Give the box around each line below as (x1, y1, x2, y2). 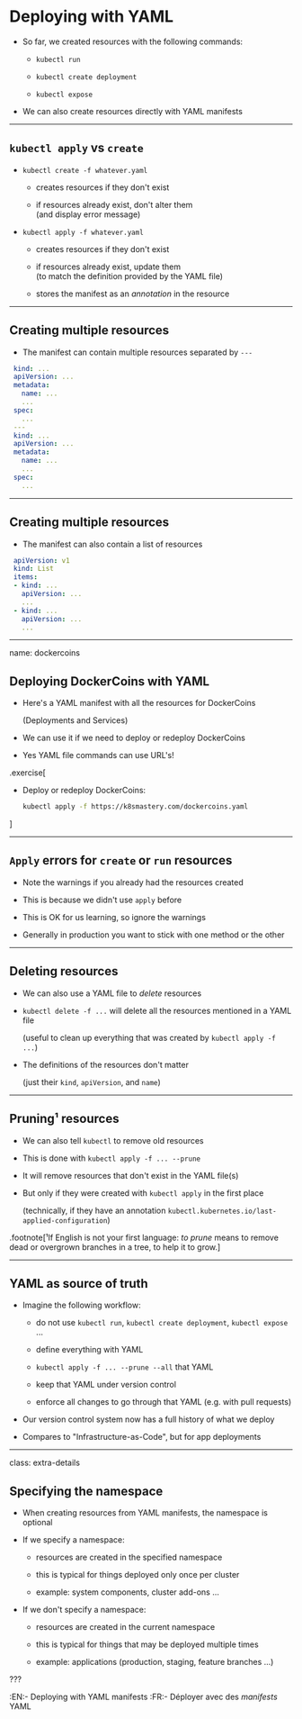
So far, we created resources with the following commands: (22, 36, 244, 47)
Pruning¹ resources (9, 1111, 120, 1126)
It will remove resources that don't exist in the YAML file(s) (22, 1170, 239, 1181)
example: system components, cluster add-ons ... (35, 1587, 220, 1597)
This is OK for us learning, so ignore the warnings (22, 911, 207, 922)
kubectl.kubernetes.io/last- (167, 1207, 277, 1216)
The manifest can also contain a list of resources (22, 538, 203, 549)
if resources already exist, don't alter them (35, 199, 193, 210)
